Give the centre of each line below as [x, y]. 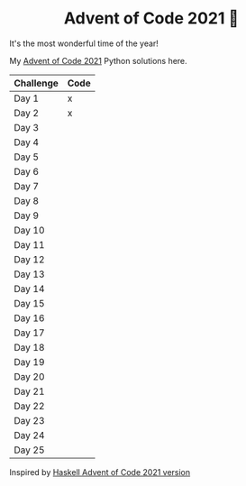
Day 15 [29, 303]
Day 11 [29, 244]
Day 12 [29, 259]
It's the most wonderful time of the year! [84, 43]
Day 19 [29, 362]
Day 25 [29, 450]
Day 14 [29, 289]
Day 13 [29, 274]
